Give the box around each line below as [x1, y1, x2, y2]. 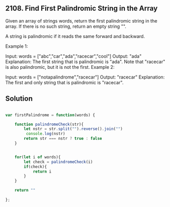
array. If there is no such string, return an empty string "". [5, 23, 127, 29]
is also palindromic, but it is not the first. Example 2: [5, 64, 115, 70]
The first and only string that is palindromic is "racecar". [5, 79, 124, 85]
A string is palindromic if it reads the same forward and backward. [5, 33, 145, 39]
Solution [5, 95, 33, 103]
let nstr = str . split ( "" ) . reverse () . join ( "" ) [24, 126, 123, 131]
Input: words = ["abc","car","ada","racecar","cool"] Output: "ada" [5, 53, 142, 59]
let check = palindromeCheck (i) [24, 159, 93, 164]
